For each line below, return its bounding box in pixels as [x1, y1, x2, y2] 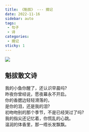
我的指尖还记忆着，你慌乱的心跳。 [5, 115, 73, 121]
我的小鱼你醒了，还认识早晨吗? [5, 85, 67, 91]
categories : [5, 34, 29, 39]
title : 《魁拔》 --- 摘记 [5, 7, 53, 12]
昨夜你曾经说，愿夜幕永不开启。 [5, 91, 69, 97]
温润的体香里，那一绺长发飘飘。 [5, 122, 69, 128]
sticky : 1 [5, 43, 25, 48]
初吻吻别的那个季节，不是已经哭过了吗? [5, 110, 84, 115]
